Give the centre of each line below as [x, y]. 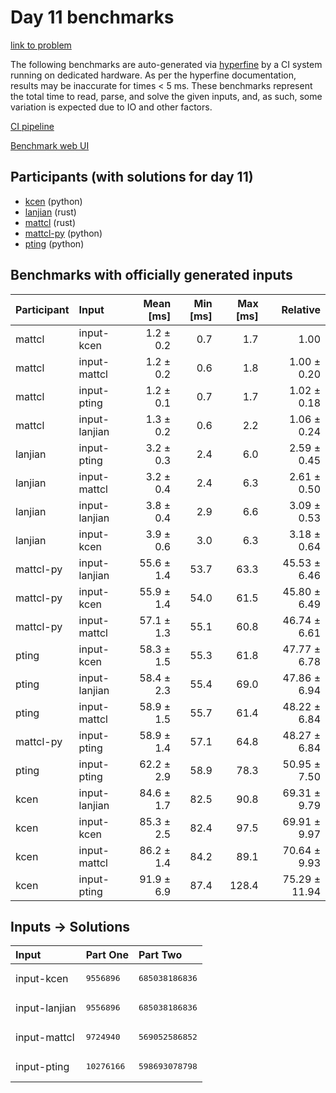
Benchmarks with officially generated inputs [151, 275]
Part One [107, 955]
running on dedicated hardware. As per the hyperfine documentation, [153, 75]
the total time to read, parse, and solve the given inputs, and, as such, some [166, 96]
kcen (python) [53, 201]
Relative [301, 309]
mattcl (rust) [50, 222]
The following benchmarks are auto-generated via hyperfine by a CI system [166, 64]
